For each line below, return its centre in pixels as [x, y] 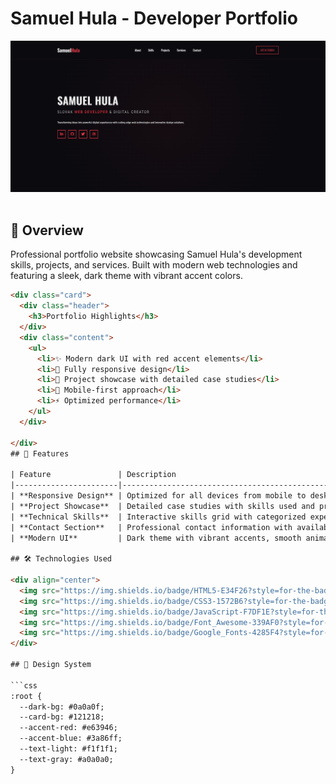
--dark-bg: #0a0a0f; [62, 707]
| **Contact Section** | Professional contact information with [151, 527]
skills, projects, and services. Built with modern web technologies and [154, 265]
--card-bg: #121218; [62, 717]
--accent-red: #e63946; [68, 728]
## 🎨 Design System [51, 665]
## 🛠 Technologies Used [61, 559]
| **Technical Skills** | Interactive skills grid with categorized [158, 517]
